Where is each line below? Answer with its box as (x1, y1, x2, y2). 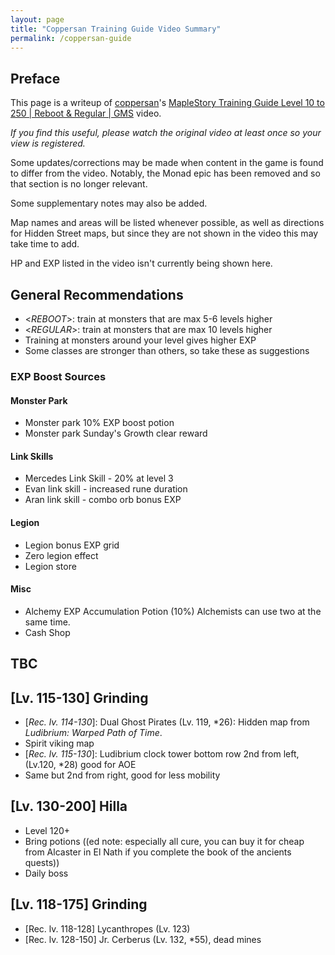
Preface (10, 70, 61, 87)
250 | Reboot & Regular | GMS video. (10, 107, 162, 120)
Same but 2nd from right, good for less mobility (24, 769, 221, 781)
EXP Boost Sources (10, 369, 107, 383)
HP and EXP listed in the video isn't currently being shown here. (10, 257, 273, 270)
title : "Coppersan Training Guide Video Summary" (10, 24, 222, 34)
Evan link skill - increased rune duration (24, 483, 188, 495)
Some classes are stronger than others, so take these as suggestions (24, 345, 310, 356)
